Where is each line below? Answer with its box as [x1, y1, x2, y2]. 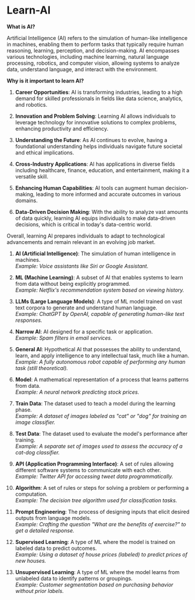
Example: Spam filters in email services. [15, 334, 113, 341]
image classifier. [15, 418, 55, 426]
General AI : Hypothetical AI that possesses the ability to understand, [15, 345, 181, 352]
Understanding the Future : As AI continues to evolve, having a [15, 136, 168, 143]
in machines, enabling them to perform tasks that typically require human [6, 41, 184, 48]
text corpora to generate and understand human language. [15, 304, 157, 311]
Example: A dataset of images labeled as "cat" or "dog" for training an [15, 412, 187, 419]
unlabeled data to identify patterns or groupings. [15, 575, 133, 582]
